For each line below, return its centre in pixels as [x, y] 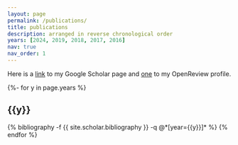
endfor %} [22, 134]
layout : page [27, 14]
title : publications [38, 27]
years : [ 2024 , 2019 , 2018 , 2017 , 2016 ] [66, 41]
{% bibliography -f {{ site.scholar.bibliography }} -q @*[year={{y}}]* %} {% [118, 127]
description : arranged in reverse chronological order [90, 34]
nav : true [22, 47]
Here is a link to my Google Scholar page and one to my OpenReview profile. [119, 74]
